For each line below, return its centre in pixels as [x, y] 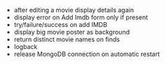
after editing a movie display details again [74, 10]
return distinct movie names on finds [67, 39]
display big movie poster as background [72, 32]
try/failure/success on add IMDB [60, 25]
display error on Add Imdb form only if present [81, 17]
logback [26, 47]
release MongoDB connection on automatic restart [87, 54]
